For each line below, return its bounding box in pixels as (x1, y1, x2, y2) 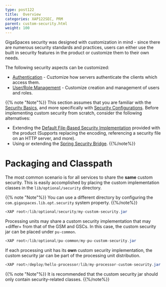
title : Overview (5, 12, 41, 17)
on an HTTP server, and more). (12, 136, 76, 142)
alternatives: (5, 115, 31, 121)
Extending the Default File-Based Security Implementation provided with (12, 125, 160, 131)
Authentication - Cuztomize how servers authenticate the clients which (12, 74, 158, 80)
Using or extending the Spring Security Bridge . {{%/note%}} (12, 141, 136, 146)
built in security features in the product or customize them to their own (5, 50, 150, 56)
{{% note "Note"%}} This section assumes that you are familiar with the (5, 99, 152, 105)
